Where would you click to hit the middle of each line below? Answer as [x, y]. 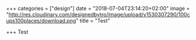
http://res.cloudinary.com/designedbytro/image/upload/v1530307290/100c [99, 14]
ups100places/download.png [41, 21]
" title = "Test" [93, 21]
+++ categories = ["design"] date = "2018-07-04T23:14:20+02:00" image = [98, 8]
